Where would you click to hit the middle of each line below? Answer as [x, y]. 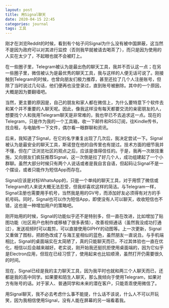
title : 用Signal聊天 [26, 15]
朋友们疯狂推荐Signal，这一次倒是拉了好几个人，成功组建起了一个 [91, 157]
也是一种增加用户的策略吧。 [47, 206]
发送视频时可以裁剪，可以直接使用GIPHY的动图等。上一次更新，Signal [89, 229]
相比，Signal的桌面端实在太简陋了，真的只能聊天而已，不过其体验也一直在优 [84, 241]
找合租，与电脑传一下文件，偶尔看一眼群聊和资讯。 [58, 128]
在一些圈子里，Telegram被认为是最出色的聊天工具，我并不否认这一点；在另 [83, 67]
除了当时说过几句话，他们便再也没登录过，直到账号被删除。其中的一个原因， [84, 85]
